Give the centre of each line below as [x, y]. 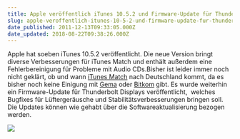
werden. [20, 115]
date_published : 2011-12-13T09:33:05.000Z [71, 27]
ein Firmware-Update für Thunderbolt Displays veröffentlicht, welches [111, 92]
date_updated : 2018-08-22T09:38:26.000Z [69, 34]
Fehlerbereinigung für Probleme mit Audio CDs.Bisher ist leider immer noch [118, 69]
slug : [15, 21]
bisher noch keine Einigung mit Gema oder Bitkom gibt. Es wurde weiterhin [117, 84]
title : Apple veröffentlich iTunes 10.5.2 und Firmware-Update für [110, 14]
